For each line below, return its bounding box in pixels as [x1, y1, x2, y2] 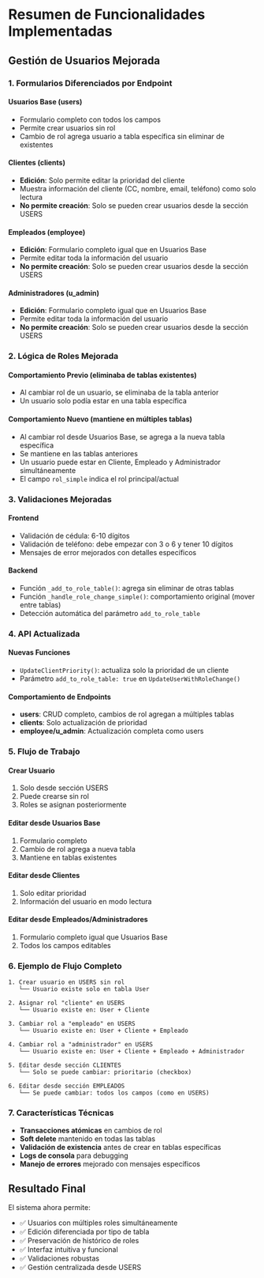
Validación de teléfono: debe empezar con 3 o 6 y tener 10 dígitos [19, 539, 234, 549]
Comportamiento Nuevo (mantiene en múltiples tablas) [8, 414, 193, 424]
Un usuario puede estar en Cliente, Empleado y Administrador [19, 457, 221, 467]
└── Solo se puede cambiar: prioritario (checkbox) [18, 1068, 192, 1076]
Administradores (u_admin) [8, 288, 100, 297]
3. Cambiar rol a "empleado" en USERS [8, 1020, 136, 1028]
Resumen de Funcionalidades [8, 6, 206, 24]
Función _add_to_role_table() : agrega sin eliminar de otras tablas [19, 583, 235, 592]
